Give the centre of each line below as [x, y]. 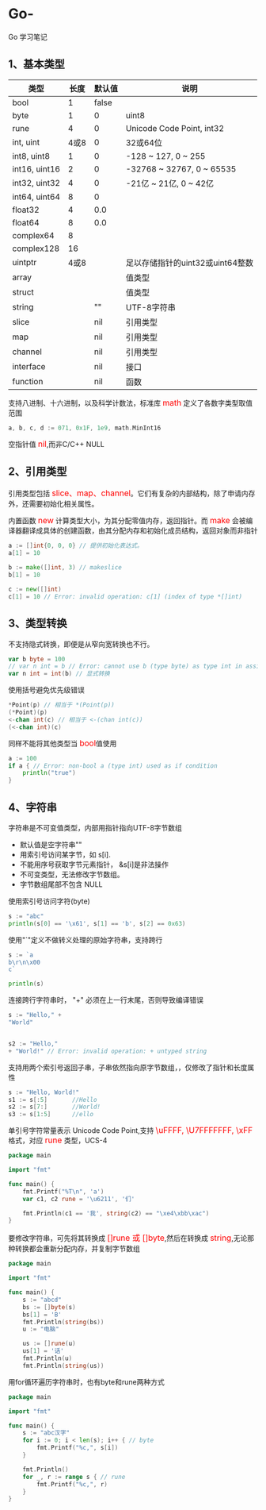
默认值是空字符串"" [51, 844]
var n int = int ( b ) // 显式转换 [59, 674]
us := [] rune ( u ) [49, 1344]
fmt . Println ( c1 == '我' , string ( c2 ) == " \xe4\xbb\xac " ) [116, 1213]
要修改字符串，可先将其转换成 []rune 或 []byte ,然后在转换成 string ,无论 [128, 1238]
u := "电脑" [41, 1329]
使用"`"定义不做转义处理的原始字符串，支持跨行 [85, 940]
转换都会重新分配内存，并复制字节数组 [77, 1249]
